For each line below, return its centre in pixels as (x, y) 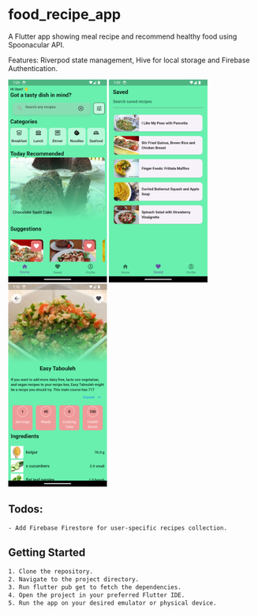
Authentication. (33, 68)
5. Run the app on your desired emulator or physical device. (112, 603)
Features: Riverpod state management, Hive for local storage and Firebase (129, 60)
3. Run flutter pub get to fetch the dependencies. (95, 587)
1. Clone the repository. (50, 572)
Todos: (26, 509)
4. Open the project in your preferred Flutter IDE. (97, 595)
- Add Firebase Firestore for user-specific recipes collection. (118, 528)
